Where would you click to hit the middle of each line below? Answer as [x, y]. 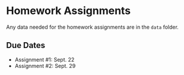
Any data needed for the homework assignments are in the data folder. [93, 27]
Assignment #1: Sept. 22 [45, 59]
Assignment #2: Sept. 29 [45, 66]
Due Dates [26, 45]
